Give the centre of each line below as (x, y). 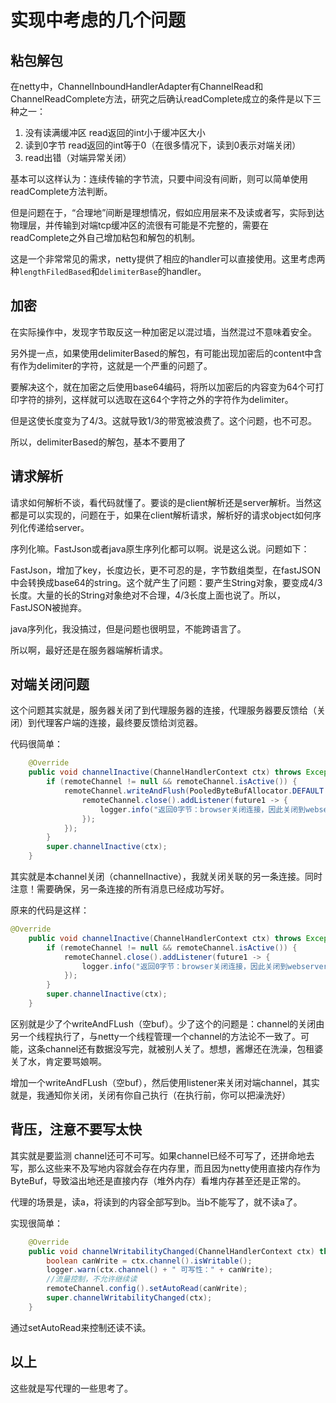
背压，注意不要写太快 (76, 1129)
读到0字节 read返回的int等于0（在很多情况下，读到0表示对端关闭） (163, 145)
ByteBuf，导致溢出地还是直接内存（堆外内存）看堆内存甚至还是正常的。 (158, 1180)
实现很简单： (36, 1223)
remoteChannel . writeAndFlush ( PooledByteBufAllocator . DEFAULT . (196, 791)
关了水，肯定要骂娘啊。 (58, 1061)
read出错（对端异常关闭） (78, 157)
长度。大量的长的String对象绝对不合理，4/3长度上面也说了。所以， (148, 595)
